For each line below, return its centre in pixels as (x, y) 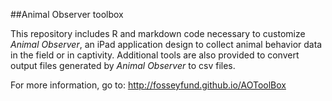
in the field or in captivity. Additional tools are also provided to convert (155, 55)
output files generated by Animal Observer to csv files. (123, 65)
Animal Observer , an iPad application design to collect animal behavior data (166, 44)
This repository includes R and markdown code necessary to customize (158, 33)
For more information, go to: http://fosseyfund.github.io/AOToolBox (148, 85)
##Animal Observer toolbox (67, 14)
